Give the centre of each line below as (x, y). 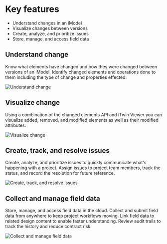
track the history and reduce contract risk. (49, 227)
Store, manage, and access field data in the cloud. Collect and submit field (82, 211)
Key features (32, 9)
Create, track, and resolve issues (57, 150)
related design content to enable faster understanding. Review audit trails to (83, 221)
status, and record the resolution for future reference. (60, 173)
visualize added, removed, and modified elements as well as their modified (82, 120)
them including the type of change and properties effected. (66, 77)
